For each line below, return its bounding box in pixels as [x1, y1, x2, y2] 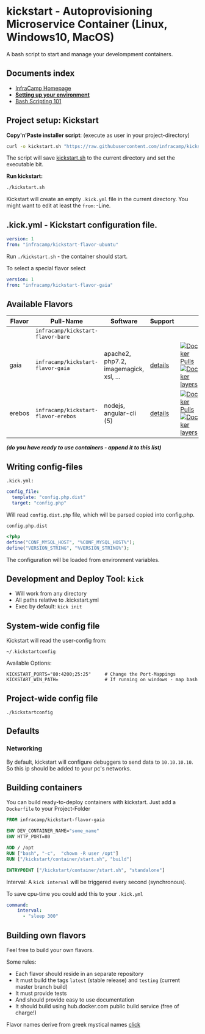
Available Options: [6, 659, 52, 667]
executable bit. [6, 161, 44, 168]
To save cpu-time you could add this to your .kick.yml [6, 890, 143, 897]
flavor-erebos [35, 413, 76, 420]
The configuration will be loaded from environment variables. [6, 556, 160, 563]
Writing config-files [6, 462, 83, 472]
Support [149, 317, 174, 325]
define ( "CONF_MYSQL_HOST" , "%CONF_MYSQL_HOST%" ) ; [6, 539, 135, 545]
